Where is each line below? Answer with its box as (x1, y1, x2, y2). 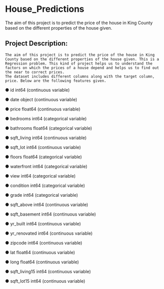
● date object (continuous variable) (5, 96, 78, 102)
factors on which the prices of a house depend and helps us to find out (5, 65, 160, 70)
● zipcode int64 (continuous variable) (5, 240, 82, 246)
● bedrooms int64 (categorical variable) (5, 115, 87, 121)
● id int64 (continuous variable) (5, 87, 70, 93)
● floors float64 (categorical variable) (5, 154, 82, 160)
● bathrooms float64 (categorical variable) (5, 125, 92, 131)
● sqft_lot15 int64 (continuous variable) (5, 278, 85, 284)
